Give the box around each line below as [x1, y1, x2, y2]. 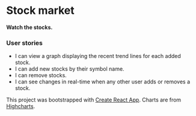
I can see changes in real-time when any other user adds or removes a [14, 78, 191, 85]
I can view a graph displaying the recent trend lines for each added [14, 53, 182, 60]
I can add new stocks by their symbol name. [14, 65, 124, 72]
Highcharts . [6, 103, 35, 110]
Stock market [6, 4, 75, 18]
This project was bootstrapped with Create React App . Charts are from [6, 96, 182, 103]
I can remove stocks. [14, 72, 67, 79]
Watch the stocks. [6, 24, 53, 31]
